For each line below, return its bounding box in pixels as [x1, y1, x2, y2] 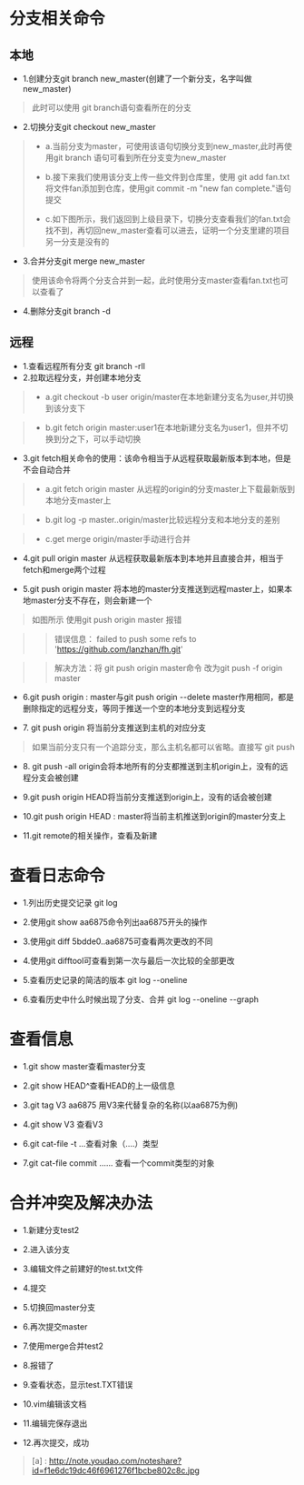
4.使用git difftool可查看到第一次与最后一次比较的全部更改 [22, 955, 235, 966]
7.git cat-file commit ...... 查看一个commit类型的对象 [22, 1157, 215, 1169]
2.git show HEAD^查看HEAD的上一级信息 [22, 1079, 175, 1091]
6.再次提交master [22, 1320, 88, 1332]
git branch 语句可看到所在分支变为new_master [53, 152, 227, 163]
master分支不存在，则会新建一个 [30, 595, 152, 606]
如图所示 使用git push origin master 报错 [31, 614, 182, 625]
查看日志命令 [9, 866, 106, 886]
